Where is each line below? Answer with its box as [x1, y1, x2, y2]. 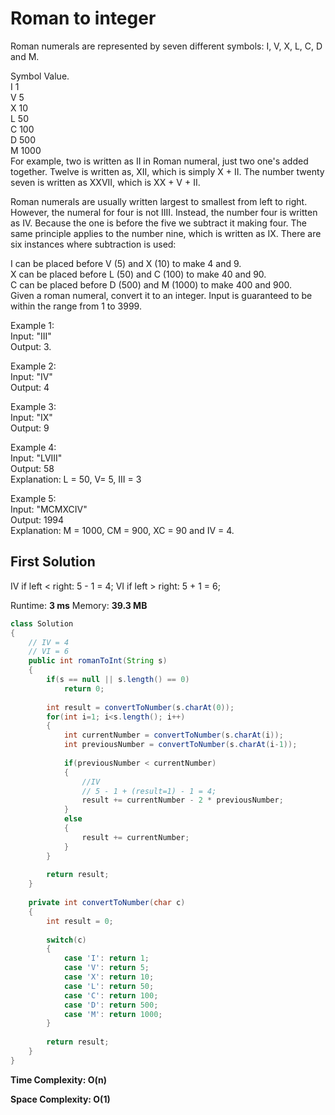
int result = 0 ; [46, 916, 114, 926]
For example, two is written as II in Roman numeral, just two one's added [10, 155, 309, 167]
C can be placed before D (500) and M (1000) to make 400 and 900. [10, 278, 292, 291]
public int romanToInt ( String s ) [28, 656, 168, 666]
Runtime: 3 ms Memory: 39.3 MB [10, 599, 148, 611]
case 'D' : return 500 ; [63, 1000, 159, 1010]
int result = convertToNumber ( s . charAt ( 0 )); [46, 702, 235, 712]
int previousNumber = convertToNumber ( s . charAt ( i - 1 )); [63, 740, 298, 750]
